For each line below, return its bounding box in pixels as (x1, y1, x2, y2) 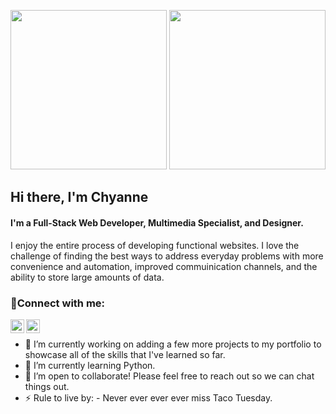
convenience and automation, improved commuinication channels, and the (10, 260, 318, 272)
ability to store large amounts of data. (10, 271, 165, 283)
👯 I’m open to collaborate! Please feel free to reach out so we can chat (24, 370, 315, 382)
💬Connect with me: (10, 296, 106, 310)
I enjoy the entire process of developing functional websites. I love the (10, 239, 300, 251)
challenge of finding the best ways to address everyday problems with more (10, 250, 324, 262)
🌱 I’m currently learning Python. (24, 359, 156, 371)
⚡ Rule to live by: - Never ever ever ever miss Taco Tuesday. (24, 391, 273, 404)
